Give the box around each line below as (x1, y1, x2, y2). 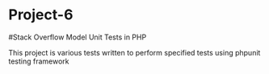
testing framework (8, 56, 70, 66)
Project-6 (8, 6, 74, 24)
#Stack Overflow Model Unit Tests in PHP (8, 32, 147, 42)
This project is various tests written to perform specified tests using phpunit (8, 47, 261, 57)
